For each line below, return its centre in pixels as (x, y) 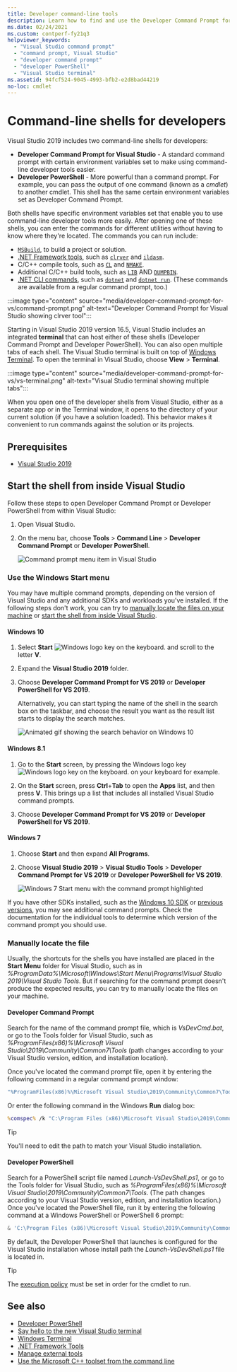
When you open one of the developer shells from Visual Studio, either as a (115, 402)
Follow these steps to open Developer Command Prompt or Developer (109, 503)
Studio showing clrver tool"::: (49, 316)
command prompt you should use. (57, 924)
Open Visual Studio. (46, 524)
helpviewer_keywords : (39, 40)
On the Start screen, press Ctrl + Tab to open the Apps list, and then (116, 785)
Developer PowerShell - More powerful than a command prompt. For (118, 177)
